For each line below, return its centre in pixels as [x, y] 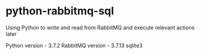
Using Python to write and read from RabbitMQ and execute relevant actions [100, 27]
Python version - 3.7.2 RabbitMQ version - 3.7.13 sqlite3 [74, 45]
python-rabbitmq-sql [60, 11]
